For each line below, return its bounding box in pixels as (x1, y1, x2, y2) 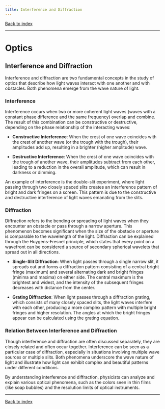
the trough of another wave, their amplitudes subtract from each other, (12, 159, 156, 165)
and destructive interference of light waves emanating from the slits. (5, 194, 143, 200)
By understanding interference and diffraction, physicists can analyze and (5, 374, 155, 380)
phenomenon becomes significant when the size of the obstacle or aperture (5, 229, 159, 234)
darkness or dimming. (12, 169, 56, 175)
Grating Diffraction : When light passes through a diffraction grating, (12, 294, 151, 300)
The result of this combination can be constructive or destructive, (5, 119, 138, 125)
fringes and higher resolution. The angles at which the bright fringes (12, 310, 151, 316)
